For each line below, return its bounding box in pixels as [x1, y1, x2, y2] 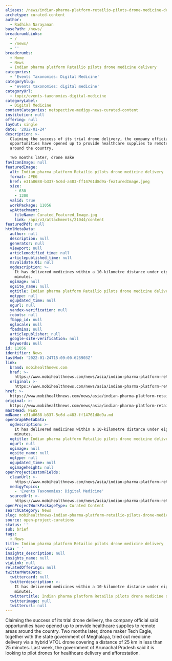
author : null [10, 231, 38, 236]
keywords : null [10, 341, 42, 346]
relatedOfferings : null [5, 565, 56, 570]
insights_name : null [5, 555, 50, 560]
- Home [10, 55, 24, 61]
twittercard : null [10, 575, 50, 580]
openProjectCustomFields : [5, 470, 60, 475]
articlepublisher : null [10, 331, 60, 336]
